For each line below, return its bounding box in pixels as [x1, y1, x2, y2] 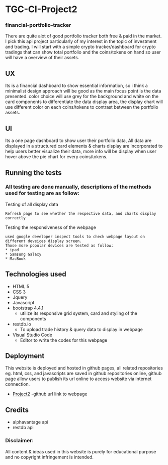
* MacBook [5, 256, 26, 261]
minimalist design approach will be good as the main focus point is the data [5, 88, 161, 94]
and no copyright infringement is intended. [5, 454, 94, 460]
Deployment [5, 352, 45, 360]
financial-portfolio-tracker [5, 22, 71, 29]
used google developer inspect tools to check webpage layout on [5, 234, 145, 239]
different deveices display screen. [5, 239, 82, 244]
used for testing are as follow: [5, 190, 79, 197]
